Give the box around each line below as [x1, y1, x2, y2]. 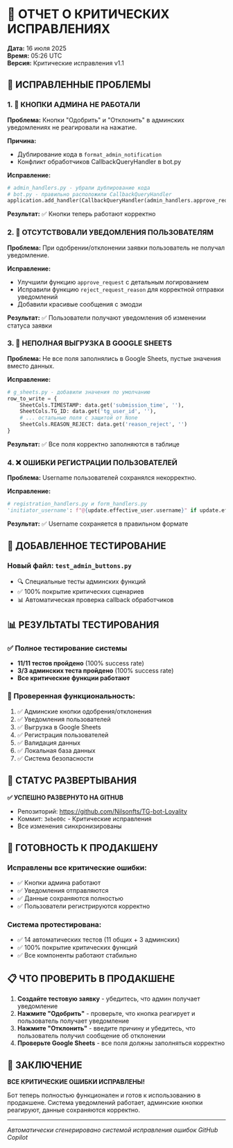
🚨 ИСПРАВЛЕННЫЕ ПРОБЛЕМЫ [7, 79, 151, 91]
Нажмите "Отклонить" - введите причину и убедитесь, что [17, 1024, 196, 1033]
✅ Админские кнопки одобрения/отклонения [17, 707, 152, 716]
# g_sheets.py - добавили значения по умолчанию [7, 389, 150, 396]
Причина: [7, 136, 37, 145]
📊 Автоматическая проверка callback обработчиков [17, 595, 174, 604]
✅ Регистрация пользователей [17, 730, 109, 739]
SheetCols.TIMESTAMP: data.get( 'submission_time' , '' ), [19, 401, 185, 409]
